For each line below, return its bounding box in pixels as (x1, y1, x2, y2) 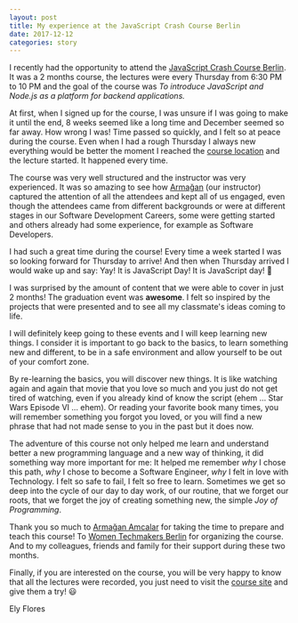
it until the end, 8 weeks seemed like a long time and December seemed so (9, 117, 285, 128)
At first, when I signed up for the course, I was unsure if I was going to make (9, 108, 289, 118)
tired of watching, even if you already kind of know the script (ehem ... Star (9, 392, 284, 403)
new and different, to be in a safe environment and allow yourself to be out (9, 347, 283, 358)
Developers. (9, 229, 53, 240)
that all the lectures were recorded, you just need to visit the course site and (9, 577, 288, 587)
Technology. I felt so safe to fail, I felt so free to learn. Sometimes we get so (9, 476, 286, 487)
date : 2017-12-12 (9, 29, 74, 38)
